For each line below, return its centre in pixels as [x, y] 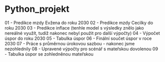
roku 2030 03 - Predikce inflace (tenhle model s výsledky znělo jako [74, 28]
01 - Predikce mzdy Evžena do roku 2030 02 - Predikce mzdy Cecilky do [79, 23]
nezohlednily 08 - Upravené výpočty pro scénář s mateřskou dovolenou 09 [81, 49]
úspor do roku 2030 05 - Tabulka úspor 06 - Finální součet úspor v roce [78, 38]
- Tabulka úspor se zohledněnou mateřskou [49, 54]
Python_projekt [37, 9]
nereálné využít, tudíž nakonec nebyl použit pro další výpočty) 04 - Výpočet [82, 33]
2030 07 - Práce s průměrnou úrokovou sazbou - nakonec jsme [70, 43]
